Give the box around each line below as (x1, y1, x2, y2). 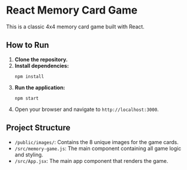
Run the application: (14, 84, 66, 91)
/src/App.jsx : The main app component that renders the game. (14, 157, 169, 164)
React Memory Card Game (6, 4, 138, 17)
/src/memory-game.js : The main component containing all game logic (14, 145, 181, 152)
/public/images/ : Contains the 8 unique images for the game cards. (14, 138, 179, 145)
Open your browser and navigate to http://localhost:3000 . (14, 106, 159, 113)
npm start (14, 95, 39, 101)
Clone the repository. (14, 55, 68, 63)
